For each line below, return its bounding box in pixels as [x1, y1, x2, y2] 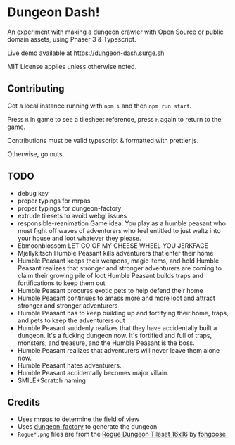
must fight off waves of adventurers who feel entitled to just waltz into [17, 226, 221, 234]
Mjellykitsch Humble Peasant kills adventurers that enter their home [17, 249, 214, 257]
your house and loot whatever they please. [17, 234, 142, 242]
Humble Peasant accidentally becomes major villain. [17, 368, 169, 377]
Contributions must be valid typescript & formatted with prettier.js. [7, 136, 199, 144]
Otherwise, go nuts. [7, 149, 65, 158]
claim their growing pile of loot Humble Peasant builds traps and [17, 271, 204, 280]
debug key [17, 189, 49, 197]
